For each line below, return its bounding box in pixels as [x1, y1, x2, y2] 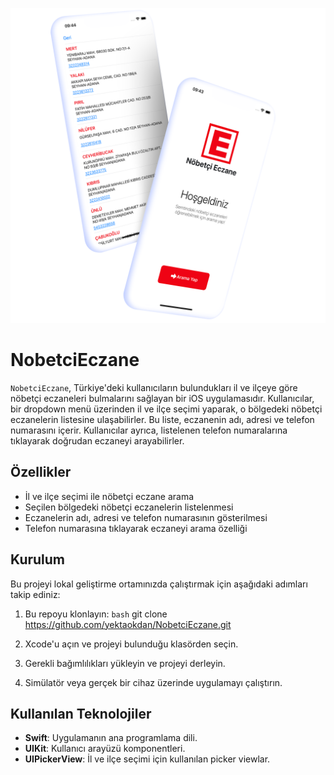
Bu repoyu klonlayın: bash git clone [24, 608, 168, 620]
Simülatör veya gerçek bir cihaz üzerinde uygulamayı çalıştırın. [24, 676, 283, 688]
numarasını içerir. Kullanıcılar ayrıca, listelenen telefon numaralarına [10, 424, 288, 436]
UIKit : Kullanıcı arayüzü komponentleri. [24, 743, 186, 755]
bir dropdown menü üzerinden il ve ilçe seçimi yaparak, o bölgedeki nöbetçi [10, 403, 323, 415]
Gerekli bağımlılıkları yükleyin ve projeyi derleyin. [24, 657, 226, 669]
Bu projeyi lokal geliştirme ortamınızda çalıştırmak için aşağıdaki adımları [10, 578, 308, 590]
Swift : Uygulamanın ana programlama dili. [24, 732, 198, 744]
